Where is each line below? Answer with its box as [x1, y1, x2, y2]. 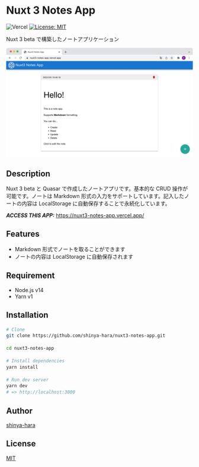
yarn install [6, 364, 38, 370]
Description [6, 168, 50, 178]
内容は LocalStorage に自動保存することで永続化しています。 [21, 200, 171, 207]
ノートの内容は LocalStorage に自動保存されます [14, 253, 134, 260]
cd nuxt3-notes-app [6, 346, 54, 352]
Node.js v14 [14, 286, 44, 293]
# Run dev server [6, 377, 49, 383]
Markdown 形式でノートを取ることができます [14, 245, 126, 253]
